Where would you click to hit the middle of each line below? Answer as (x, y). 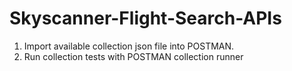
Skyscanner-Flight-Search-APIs (145, 18)
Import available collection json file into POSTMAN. (129, 46)
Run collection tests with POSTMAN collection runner (133, 56)
